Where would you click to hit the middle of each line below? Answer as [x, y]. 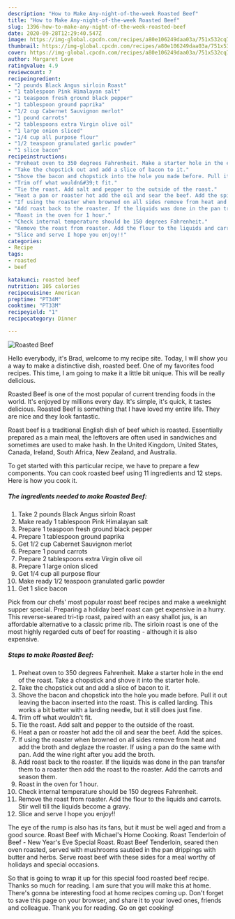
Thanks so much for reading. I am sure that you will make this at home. [109, 885]
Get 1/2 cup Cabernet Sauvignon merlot [75, 544]
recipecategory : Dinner [43, 319]
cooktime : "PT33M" [35, 306]
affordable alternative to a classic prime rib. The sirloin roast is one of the [113, 624]
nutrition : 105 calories [44, 286]
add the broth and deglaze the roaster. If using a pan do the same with [119, 747]
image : [17, 40]
